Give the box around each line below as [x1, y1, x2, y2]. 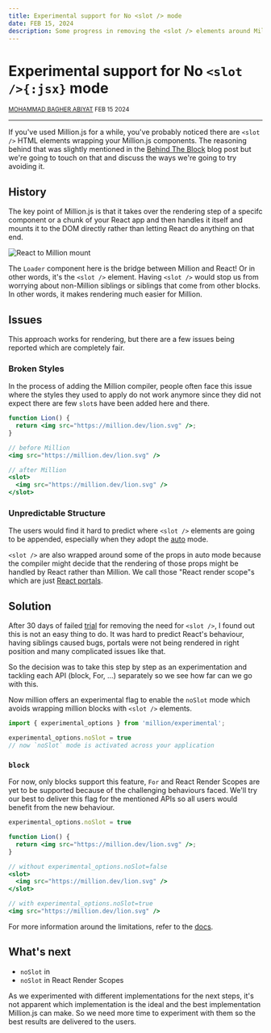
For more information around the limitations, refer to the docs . [8, 921, 214, 931]
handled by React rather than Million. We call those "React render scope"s [8, 567, 256, 577]
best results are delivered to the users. [8, 1016, 137, 1027]
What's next [8, 945, 71, 959]
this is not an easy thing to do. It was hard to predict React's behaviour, [8, 630, 244, 639]
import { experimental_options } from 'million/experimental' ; [8, 719, 226, 727]
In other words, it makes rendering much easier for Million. [8, 289, 203, 299]
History [8, 185, 47, 199]
